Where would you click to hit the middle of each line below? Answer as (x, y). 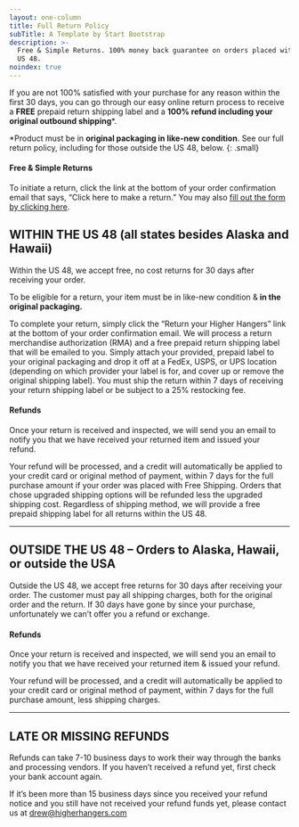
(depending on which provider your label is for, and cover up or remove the (147, 371)
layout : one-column (45, 17)
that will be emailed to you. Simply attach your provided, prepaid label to (142, 352)
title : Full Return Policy (59, 26)
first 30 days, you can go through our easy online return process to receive (147, 102)
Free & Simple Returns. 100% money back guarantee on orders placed (147, 51)
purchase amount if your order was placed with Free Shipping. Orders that (145, 486)
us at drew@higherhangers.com (68, 813)
